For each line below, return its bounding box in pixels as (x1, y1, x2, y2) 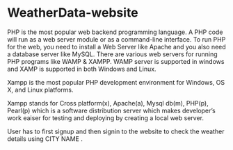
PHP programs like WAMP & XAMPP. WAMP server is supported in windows (7, 57, 225, 65)
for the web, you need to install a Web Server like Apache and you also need (7, 42, 226, 51)
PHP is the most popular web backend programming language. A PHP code (7, 28, 223, 36)
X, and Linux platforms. (7, 85, 74, 94)
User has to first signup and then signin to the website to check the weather (7, 127, 225, 135)
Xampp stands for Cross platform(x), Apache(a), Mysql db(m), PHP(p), (7, 99, 209, 107)
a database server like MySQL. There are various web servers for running (7, 50, 218, 58)
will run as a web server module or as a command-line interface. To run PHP (7, 35, 226, 43)
